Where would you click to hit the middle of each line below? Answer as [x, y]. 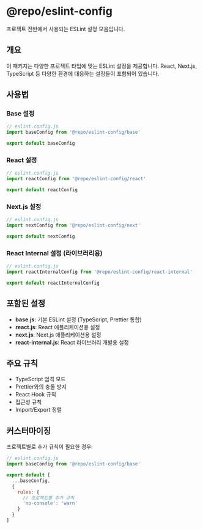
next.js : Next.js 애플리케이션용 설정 [58, 335]
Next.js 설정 [24, 206]
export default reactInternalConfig [53, 283]
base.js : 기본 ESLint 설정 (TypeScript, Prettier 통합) [78, 319]
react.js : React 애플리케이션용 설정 [57, 327]
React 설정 [22, 160]
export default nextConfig [41, 236]
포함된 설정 [26, 304]
